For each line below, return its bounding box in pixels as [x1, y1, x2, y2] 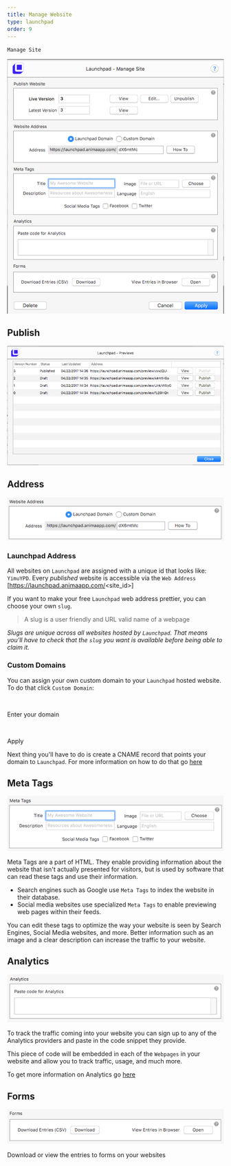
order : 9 [7, 25, 32, 32]
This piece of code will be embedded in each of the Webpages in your [7, 1050, 201, 1058]
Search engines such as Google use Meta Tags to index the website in [16, 886, 214, 894]
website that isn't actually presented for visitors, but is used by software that [7, 865, 224, 873]
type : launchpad [7, 18, 54, 25]
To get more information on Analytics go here [7, 1070, 136, 1079]
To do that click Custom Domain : [7, 683, 94, 692]
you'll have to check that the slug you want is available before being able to [7, 636, 223, 644]
